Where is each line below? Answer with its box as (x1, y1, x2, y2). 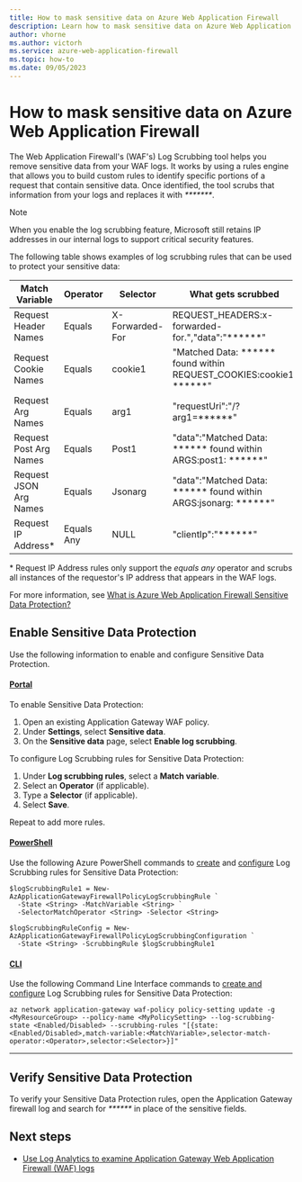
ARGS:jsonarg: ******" (172, 496, 276, 509)
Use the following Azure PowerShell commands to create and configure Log (9, 857, 290, 869)
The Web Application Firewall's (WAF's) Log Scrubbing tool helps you (9, 150, 267, 162)
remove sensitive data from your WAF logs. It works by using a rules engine (9, 160, 289, 171)
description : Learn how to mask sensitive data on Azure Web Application (9, 22, 292, 31)
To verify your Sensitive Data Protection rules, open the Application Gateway (9, 1094, 293, 1105)
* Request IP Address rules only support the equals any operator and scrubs (9, 562, 293, 573)
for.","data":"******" (172, 330, 267, 343)
